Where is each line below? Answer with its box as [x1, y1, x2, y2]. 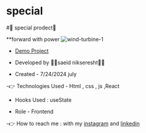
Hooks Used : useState [14, 96, 72, 103]
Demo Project [14, 47, 49, 55]
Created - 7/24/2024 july [14, 70, 77, 77]
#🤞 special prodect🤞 [6, 24, 57, 31]
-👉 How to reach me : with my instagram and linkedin [6, 120, 140, 127]
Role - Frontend [14, 108, 54, 115]
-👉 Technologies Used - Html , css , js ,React [6, 82, 120, 89]
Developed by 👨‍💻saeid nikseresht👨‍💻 [14, 59, 105, 66]
